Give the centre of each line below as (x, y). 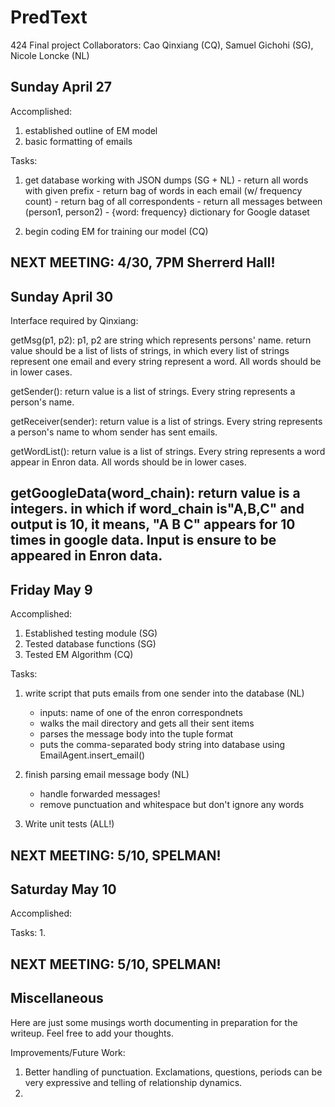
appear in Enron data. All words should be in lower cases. (128, 462)
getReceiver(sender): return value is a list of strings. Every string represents (166, 421)
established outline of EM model (91, 130)
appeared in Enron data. (86, 556)
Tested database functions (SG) (90, 644)
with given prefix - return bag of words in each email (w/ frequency (163, 190)
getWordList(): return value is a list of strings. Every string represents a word (168, 451)
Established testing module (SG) (91, 633)
